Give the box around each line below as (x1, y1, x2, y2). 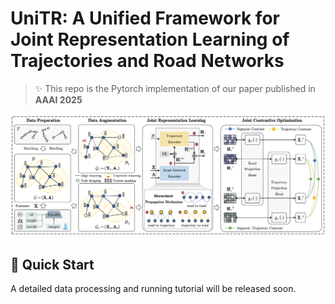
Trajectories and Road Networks (10, 50, 285, 72)
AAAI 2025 (34, 93, 83, 106)
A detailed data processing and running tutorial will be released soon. (10, 283, 297, 295)
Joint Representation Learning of (10, 28, 290, 51)
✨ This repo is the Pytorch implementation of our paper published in (34, 82, 316, 94)
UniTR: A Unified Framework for (10, 7, 280, 30)
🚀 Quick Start (10, 256, 95, 273)
